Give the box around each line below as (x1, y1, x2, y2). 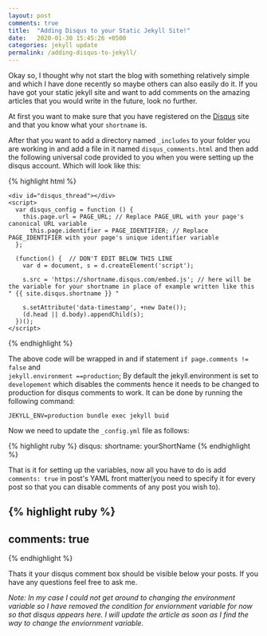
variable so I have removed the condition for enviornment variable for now (8, 602, 253, 611)
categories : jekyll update (8, 41, 98, 49)
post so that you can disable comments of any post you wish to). (8, 482, 221, 492)
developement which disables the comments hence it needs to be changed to (8, 380, 260, 389)
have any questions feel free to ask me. (8, 578, 138, 587)
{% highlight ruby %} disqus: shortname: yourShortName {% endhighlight (8, 441, 251, 451)
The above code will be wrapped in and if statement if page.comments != (8, 354, 249, 363)
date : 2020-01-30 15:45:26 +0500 (8, 34, 127, 42)
